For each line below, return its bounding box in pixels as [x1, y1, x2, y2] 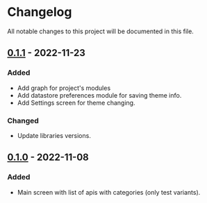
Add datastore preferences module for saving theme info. [17, 91, 182, 99]
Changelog [7, 4, 72, 20]
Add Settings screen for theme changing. [17, 98, 135, 107]
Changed [7, 116, 40, 125]
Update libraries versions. [17, 131, 92, 139]
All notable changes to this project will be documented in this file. [7, 27, 194, 35]
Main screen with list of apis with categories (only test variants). [17, 188, 201, 196]
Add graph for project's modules [17, 84, 111, 92]
